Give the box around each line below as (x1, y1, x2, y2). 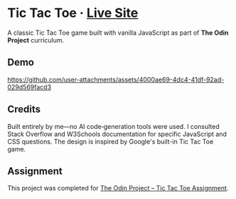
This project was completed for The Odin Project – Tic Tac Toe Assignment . (7, 184, 229, 193)
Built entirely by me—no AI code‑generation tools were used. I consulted (7, 122, 220, 130)
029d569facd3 (7, 83, 52, 91)
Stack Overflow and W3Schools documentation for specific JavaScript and (7, 130, 227, 138)
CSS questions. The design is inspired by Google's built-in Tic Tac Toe (7, 137, 214, 146)
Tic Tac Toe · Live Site (7, 5, 139, 21)
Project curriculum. (7, 35, 65, 44)
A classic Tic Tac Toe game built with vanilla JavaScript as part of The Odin (7, 28, 229, 37)
